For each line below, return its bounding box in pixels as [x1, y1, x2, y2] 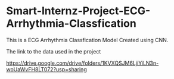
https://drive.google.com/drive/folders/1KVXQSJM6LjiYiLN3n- [6, 59, 159, 67]
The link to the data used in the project [6, 48, 101, 55]
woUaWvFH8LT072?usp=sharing [6, 65, 88, 72]
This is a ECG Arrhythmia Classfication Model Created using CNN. [6, 36, 169, 43]
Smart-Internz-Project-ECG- [6, 4, 151, 18]
